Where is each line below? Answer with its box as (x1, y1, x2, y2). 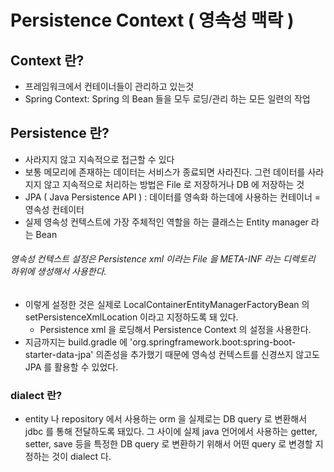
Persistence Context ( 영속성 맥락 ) (10, 9, 295, 32)
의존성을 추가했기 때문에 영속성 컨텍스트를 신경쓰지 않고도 (95, 349, 320, 361)
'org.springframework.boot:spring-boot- (129, 336, 297, 348)
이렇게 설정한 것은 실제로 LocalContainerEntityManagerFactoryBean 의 (24, 299, 310, 311)
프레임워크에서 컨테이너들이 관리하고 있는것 (24, 81, 195, 92)
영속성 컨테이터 (24, 203, 85, 215)
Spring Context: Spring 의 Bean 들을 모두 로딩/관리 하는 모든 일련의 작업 (24, 93, 311, 105)
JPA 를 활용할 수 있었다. (24, 361, 119, 373)
